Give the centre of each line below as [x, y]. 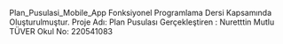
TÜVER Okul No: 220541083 [61, 31]
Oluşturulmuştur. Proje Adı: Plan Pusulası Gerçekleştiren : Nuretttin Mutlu [142, 22]
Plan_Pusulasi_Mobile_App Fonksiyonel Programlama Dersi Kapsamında [141, 13]
